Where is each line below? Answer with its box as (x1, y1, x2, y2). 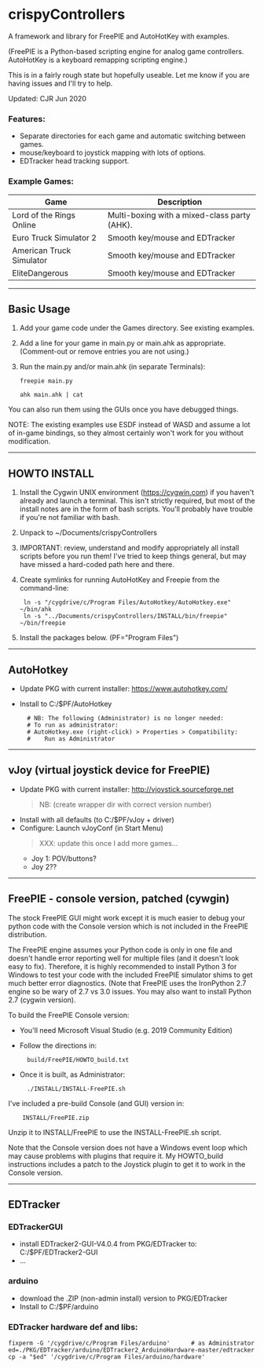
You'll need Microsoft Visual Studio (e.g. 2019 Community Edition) (19, 1025, 233, 1034)
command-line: (19, 584, 69, 593)
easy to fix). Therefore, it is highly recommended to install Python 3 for (8, 961, 237, 971)
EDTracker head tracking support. (19, 156, 130, 166)
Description (156, 196, 203, 207)
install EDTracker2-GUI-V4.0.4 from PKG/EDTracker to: (19, 1239, 197, 1249)
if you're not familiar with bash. (19, 513, 120, 522)
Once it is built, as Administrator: (19, 1070, 126, 1079)
